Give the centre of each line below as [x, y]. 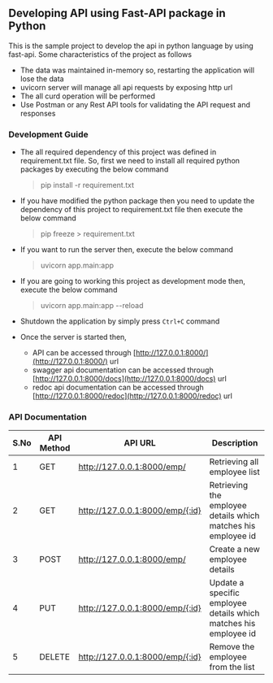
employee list [234, 472]
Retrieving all [234, 462]
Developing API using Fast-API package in [117, 13]
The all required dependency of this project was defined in [118, 152]
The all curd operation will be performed [88, 96]
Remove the [232, 647]
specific [224, 593]
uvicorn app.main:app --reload [92, 306]
